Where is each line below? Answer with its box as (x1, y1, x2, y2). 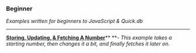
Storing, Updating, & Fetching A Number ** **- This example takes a (6, 34, 172, 41)
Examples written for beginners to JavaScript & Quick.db (6, 18, 143, 25)
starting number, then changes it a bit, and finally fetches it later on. (6, 40, 170, 47)
